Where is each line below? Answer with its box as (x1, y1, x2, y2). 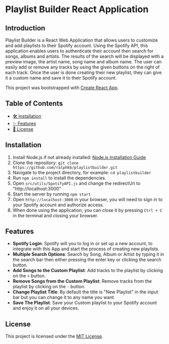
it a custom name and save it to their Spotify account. (5, 75, 117, 81)
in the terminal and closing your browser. (12, 212, 98, 218)
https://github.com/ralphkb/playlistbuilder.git (12, 165, 118, 170)
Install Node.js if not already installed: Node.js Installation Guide (12, 154, 146, 160)
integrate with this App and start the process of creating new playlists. (12, 246, 160, 252)
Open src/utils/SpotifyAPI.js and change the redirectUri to (12, 180, 141, 186)
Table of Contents (5, 99, 63, 108)
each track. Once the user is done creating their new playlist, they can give (5, 69, 162, 75)
